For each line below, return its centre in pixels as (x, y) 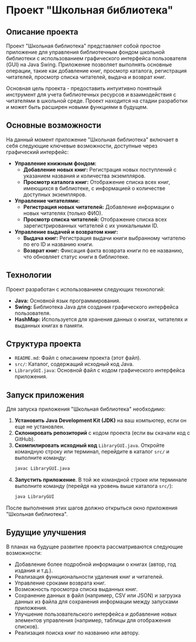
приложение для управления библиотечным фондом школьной (85, 52)
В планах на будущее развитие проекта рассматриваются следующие (94, 547)
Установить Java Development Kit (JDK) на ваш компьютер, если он (100, 421)
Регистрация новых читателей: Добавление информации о (99, 207)
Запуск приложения (45, 395)
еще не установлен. (39, 427)
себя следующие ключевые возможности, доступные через (82, 146)
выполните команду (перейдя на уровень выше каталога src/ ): (94, 486)
